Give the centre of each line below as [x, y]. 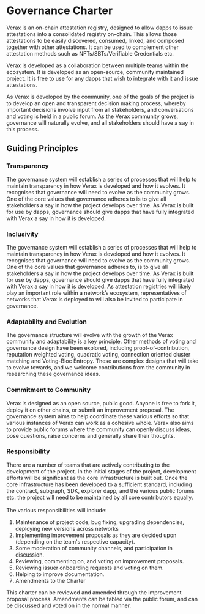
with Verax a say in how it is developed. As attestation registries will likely [99, 286]
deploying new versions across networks [67, 528]
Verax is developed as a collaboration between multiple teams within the [98, 65]
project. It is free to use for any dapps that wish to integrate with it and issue [102, 78]
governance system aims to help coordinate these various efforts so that [98, 416]
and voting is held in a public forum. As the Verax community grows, [92, 116]
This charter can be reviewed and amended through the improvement [94, 592]
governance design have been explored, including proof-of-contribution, [98, 348]
